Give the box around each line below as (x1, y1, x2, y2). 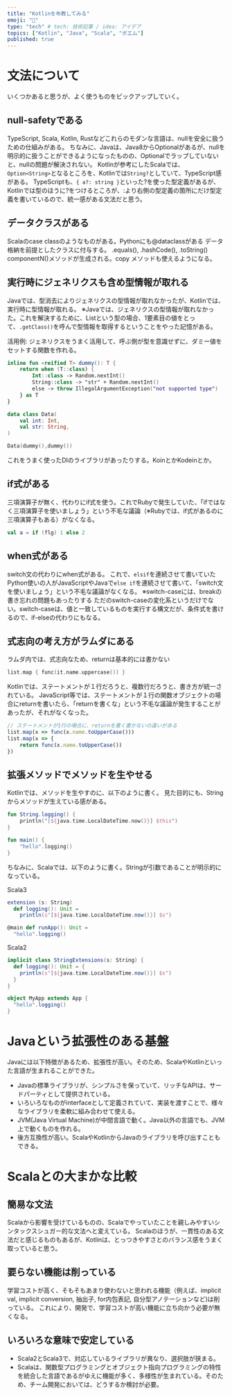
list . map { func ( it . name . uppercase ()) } (7, 669, 126, 676)
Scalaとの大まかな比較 (7, 1169, 137, 1185)
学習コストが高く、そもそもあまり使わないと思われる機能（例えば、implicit (7, 1286, 222, 1294)
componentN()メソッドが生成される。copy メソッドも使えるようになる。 (7, 254, 216, 262)
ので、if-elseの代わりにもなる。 (12, 613, 105, 622)
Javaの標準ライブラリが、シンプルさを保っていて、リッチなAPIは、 (17, 1081, 210, 1089)
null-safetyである (7, 114, 84, 126)
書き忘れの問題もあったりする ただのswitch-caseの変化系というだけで (7, 596, 208, 604)
